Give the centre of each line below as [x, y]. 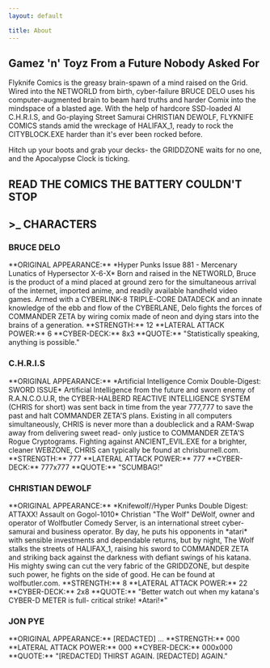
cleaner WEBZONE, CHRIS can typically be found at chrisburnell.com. [124, 449]
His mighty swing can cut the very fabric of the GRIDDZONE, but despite [129, 566]
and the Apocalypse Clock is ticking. [69, 159]
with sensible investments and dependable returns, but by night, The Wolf [131, 540]
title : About [30, 30]
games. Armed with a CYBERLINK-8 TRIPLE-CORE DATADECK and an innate [135, 300]
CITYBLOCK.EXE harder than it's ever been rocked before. [106, 134]
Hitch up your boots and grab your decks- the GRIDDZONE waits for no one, [135, 150]
